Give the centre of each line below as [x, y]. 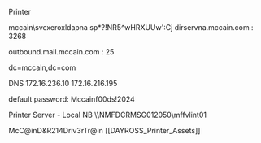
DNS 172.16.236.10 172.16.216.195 [63, 83]
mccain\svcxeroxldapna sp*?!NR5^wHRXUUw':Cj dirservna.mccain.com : [131, 27]
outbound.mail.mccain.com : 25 [61, 52]
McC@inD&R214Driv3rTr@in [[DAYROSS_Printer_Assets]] [104, 130]
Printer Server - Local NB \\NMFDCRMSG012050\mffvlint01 [108, 115]
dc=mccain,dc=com [42, 67]
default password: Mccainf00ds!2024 [72, 99]
